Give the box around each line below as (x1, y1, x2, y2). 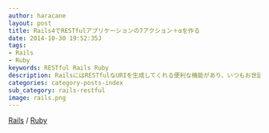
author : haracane (8, 11, 66, 20)
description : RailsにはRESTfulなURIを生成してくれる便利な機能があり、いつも (8, 71, 246, 79)
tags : (8, 42, 26, 50)
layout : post (8, 19, 52, 27)
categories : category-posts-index (8, 79, 124, 87)
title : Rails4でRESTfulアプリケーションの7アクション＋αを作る (8, 26, 200, 34)
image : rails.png (8, 94, 66, 102)
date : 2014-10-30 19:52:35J (8, 34, 102, 42)
